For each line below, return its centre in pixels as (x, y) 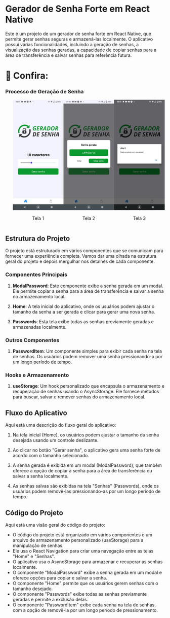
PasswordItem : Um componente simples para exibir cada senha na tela (87, 351)
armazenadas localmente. (39, 327)
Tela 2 (89, 218)
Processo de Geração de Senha (45, 92)
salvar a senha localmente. (40, 476)
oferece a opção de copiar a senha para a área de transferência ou (82, 471)
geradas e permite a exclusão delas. (50, 599)
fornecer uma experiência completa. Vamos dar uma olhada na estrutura (81, 256)
